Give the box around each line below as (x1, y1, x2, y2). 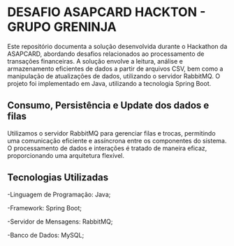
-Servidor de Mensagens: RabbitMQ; (7, 217, 113, 226)
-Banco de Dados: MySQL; (7, 231, 85, 239)
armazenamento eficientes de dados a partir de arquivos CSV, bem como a (7, 64, 224, 73)
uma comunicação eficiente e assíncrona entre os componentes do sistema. (7, 136, 227, 145)
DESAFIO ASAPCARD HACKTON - (7, 4, 206, 20)
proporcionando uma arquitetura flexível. (7, 151, 124, 159)
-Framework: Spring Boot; (7, 203, 82, 212)
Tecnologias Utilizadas (7, 172, 109, 184)
